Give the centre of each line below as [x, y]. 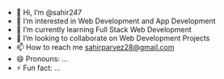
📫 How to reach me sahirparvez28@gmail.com [95, 47]
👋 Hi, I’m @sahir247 [49, 12]
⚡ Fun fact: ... [38, 68]
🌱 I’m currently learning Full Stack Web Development [104, 29]
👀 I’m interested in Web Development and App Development [116, 21]
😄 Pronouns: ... [42, 59]
